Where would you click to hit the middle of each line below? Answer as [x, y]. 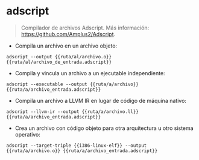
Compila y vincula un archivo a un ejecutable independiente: [90, 73]
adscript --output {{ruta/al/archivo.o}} [59, 57]
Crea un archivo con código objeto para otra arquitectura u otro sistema [104, 128]
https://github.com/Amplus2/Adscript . [68, 34]
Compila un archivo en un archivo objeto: [66, 46]
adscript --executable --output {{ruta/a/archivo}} [72, 84]
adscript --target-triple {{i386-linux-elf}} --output [77, 146]
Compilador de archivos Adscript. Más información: [85, 28]
